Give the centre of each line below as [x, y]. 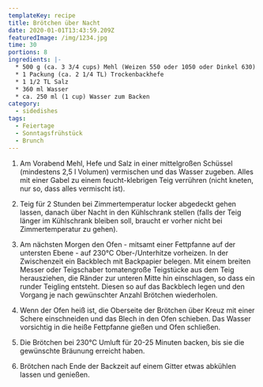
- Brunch [30, 140]
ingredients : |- [35, 60]
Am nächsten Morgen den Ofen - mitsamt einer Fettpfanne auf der [128, 244]
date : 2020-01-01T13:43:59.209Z [61, 30]
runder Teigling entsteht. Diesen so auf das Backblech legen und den [132, 286]
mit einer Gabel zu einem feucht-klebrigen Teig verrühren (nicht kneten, [137, 180]
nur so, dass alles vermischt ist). [72, 188]
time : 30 [23, 45]
